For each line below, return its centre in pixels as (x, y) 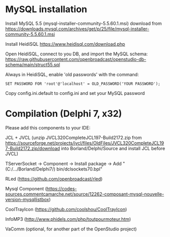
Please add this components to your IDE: (48, 127)
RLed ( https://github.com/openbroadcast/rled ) (54, 179)
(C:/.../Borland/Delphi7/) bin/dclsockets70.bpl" (54, 169)
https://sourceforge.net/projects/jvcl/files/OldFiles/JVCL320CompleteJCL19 (85, 143)
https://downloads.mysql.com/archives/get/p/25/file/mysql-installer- (77, 28)
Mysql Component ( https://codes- (41, 188)
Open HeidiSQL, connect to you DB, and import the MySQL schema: (77, 54)
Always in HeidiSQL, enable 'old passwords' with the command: (72, 74)
